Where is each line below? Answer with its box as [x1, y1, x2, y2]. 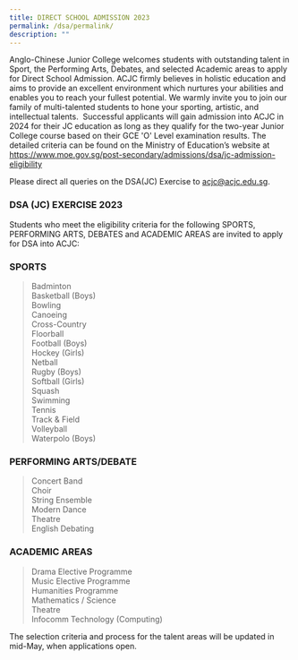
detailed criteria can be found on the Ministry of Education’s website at [9, 140, 270, 150]
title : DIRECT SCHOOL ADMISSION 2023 [9, 13, 150, 22]
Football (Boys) [30, 338, 88, 348]
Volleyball [30, 423, 68, 434]
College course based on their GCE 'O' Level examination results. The [9, 131, 267, 141]
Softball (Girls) [30, 375, 85, 386]
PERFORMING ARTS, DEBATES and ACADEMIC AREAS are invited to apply [9, 228, 284, 239]
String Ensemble [30, 494, 92, 506]
